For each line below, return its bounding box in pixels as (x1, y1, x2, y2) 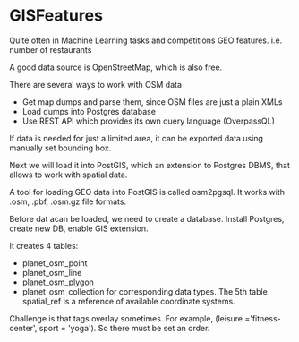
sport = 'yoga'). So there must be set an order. (38, 322, 210, 333)
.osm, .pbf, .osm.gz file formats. (9, 196, 127, 207)
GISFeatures (9, 5, 103, 26)
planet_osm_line (21, 267, 82, 278)
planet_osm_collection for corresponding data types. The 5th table (21, 286, 269, 296)
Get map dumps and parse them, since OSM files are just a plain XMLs (21, 96, 283, 107)
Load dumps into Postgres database (21, 106, 157, 116)
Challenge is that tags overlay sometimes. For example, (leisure (9, 312, 243, 323)
